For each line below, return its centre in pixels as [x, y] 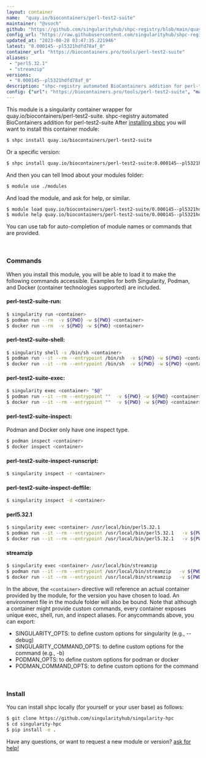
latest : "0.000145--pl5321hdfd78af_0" [56, 47]
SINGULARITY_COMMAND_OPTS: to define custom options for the [99, 646]
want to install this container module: [53, 129]
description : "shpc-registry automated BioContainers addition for [94, 87]
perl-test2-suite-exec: [36, 377]
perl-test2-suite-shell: [36, 339]
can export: [21, 621]
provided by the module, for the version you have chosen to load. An [93, 595]
